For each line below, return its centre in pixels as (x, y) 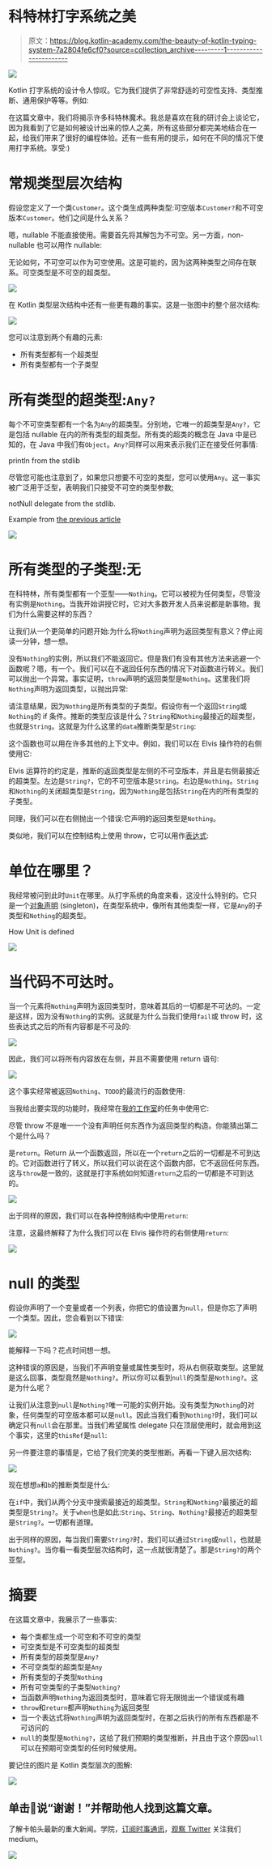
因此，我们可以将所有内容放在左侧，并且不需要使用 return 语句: (114, 1058)
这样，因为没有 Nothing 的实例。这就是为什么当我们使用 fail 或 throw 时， (136, 1016)
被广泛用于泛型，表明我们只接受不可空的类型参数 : (91, 487)
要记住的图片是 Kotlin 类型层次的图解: (70, 1765)
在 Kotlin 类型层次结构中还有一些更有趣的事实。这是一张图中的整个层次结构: (134, 304)
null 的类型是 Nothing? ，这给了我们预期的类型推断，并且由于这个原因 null (141, 1737)
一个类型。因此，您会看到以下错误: (66, 1317)
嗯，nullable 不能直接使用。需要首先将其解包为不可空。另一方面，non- (126, 235)
